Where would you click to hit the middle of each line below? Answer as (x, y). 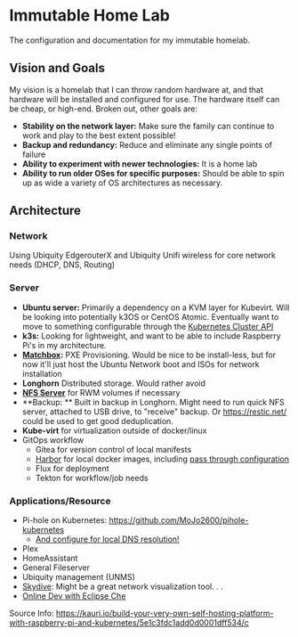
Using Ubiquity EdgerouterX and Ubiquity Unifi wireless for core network (142, 256)
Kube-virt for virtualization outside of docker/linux (114, 430)
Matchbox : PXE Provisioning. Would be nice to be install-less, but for (149, 355)
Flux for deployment (72, 468)
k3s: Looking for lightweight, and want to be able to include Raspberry (152, 336)
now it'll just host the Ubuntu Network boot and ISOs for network (141, 364)
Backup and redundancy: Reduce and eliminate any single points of (147, 144)
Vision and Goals (57, 68)
